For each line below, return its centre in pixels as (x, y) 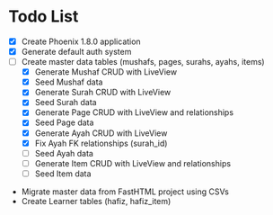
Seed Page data (64, 122)
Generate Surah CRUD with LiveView (103, 93)
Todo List (44, 17)
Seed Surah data (66, 103)
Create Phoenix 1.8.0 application (81, 41)
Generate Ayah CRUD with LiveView (101, 133)
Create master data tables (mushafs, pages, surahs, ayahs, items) (143, 62)
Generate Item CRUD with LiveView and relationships (132, 163)
